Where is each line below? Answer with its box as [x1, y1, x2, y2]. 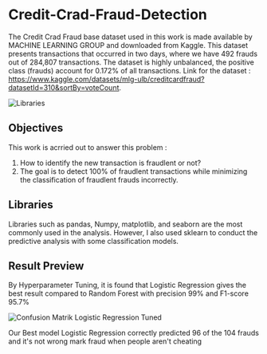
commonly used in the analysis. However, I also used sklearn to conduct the [8, 227, 258, 237]
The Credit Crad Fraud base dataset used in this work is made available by [8, 32, 253, 41]
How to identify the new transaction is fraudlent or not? [19, 158, 202, 167]
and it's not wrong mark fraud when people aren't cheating [8, 336, 202, 346]
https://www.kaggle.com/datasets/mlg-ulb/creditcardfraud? [8, 74, 205, 84]
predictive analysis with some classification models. [8, 236, 179, 246]
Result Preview [8, 259, 84, 273]
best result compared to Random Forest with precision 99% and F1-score [8, 289, 249, 298]
